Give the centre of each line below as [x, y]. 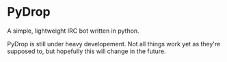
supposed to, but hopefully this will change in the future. [86, 51]
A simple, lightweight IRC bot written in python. [73, 31]
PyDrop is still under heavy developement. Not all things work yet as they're [114, 44]
